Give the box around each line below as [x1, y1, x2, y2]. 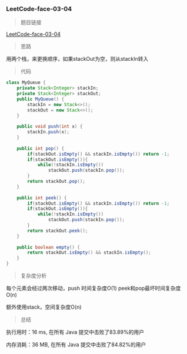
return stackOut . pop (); [27, 179, 85, 185]
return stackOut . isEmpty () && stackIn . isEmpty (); [27, 250, 151, 255]
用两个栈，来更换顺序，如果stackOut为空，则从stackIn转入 [6, 55, 149, 63]
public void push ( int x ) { [16, 123, 83, 130]
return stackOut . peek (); [27, 228, 88, 234]
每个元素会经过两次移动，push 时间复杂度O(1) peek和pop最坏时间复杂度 [6, 285, 181, 292]
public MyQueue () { [16, 96, 65, 102]
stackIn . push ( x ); [27, 129, 69, 135]
